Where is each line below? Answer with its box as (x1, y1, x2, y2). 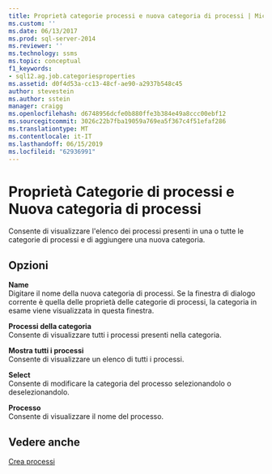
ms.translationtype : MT (8, 125, 89, 133)
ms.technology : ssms (8, 49, 79, 58)
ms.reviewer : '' (8, 42, 63, 50)
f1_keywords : (8, 65, 53, 73)
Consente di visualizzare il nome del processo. (8, 412, 164, 421)
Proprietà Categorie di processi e (8, 182, 235, 201)
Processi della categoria (8, 322, 91, 331)
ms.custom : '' (8, 19, 57, 28)
